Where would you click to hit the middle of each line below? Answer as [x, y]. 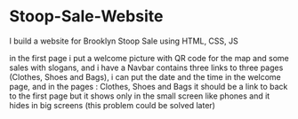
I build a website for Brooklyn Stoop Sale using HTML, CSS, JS [124, 41]
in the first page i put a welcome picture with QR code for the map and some [149, 58]
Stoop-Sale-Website [86, 16]
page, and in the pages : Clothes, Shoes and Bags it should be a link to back [149, 86]
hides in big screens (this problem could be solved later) [113, 105]
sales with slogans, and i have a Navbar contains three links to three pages [146, 67]
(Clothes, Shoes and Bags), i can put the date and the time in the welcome [145, 76]
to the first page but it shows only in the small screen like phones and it [140, 96]
